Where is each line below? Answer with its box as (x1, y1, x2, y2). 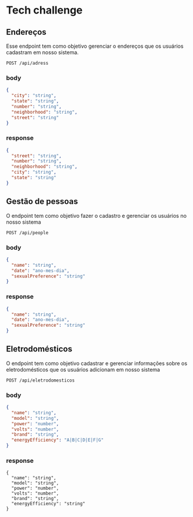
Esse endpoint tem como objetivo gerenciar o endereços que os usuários (6, 42, 184, 49)
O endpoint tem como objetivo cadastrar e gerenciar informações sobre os (6, 360, 188, 367)
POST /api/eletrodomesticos (6, 377, 75, 383)
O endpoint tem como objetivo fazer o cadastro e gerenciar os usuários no (6, 212, 187, 219)
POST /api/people (6, 230, 49, 236)
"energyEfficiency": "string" (11, 501, 85, 507)
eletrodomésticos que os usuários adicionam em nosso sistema (6, 366, 161, 373)
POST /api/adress (6, 60, 49, 66)
